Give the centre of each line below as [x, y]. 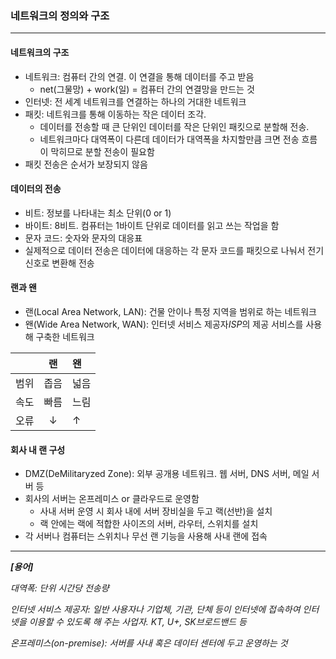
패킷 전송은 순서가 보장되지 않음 [86, 164]
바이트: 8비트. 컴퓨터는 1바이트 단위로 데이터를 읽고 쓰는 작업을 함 [152, 225]
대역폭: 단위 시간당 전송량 [60, 588]
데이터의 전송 [36, 189]
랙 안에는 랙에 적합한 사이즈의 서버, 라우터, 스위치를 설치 [149, 524]
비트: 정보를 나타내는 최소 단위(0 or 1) [98, 213]
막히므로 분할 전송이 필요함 [102, 151]
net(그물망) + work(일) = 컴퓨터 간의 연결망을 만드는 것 [147, 89]
